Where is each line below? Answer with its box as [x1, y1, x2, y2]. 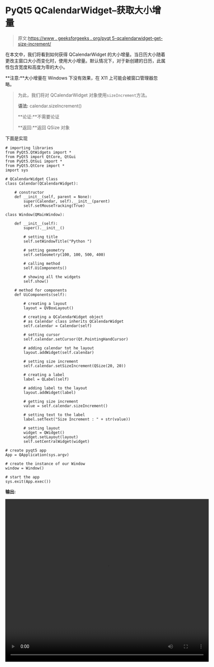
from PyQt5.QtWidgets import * [5, 149, 72, 155]
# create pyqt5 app [5, 448, 47, 453]
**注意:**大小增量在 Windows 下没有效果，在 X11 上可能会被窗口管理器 [5, 75, 154, 81]
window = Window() [5, 466, 44, 471]
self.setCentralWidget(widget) [23, 439, 90, 444]
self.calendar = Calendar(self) [23, 323, 93, 328]
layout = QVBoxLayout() [23, 306, 74, 311]
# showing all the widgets [23, 274, 81, 280]
